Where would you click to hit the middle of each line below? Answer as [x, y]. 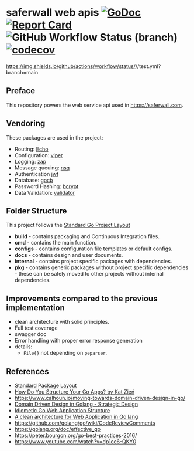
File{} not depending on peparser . [65, 353]
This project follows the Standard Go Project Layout [68, 225]
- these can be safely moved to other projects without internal [89, 274]
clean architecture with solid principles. [62, 322]
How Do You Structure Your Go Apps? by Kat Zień [75, 392]
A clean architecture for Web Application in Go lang [76, 417]
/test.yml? [149, 66]
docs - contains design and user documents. [69, 255]
